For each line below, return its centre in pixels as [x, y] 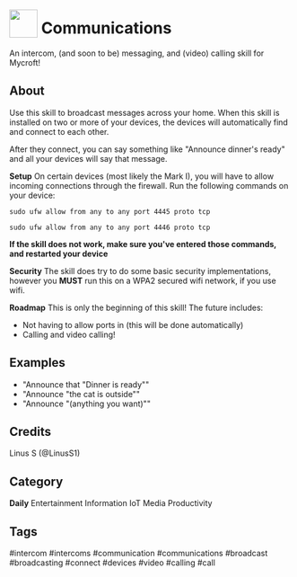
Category [36, 481]
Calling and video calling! [69, 334]
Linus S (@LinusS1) [45, 453]
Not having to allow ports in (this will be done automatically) [133, 324]
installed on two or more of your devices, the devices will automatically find [149, 122]
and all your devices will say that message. [88, 158]
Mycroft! [25, 62]
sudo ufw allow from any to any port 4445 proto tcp [110, 211]
